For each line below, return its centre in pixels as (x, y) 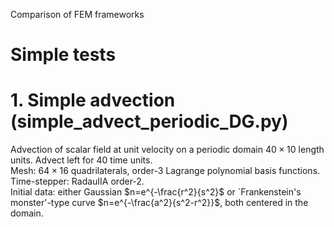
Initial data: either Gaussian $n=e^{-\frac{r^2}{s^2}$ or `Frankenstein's (156, 192)
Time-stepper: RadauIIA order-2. (77, 181)
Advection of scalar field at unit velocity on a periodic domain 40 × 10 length (167, 150)
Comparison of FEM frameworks (77, 14)
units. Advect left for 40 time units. (81, 160)
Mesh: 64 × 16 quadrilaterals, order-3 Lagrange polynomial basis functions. (165, 171)
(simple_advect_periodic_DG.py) (149, 121)
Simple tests (63, 55)
